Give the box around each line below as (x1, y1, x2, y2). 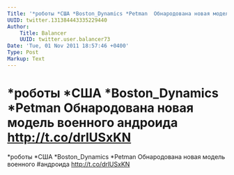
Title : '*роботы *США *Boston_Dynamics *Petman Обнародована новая (7, 10, 210, 17)
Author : (7, 23, 30, 30)
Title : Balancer (19, 29, 68, 37)
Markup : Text (7, 56, 45, 62)
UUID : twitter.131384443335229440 (7, 17, 108, 24)
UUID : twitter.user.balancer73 (19, 36, 111, 43)
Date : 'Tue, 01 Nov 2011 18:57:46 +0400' (7, 42, 130, 49)
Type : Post (7, 49, 39, 56)
